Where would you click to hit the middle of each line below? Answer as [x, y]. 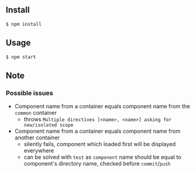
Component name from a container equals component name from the [102, 106]
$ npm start [21, 57]
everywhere [39, 151]
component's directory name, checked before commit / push [97, 164]
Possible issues [29, 93]
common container [36, 113]
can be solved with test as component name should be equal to [103, 157]
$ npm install [24, 24]
